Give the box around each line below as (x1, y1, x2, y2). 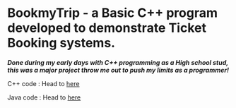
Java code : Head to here (7, 93, 81, 102)
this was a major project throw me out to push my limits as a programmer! (7, 66, 230, 74)
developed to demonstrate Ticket (7, 20, 207, 36)
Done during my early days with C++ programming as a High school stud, (7, 58, 228, 66)
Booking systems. (7, 35, 115, 51)
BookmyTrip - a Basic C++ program (7, 5, 218, 21)
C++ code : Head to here (7, 79, 80, 88)
